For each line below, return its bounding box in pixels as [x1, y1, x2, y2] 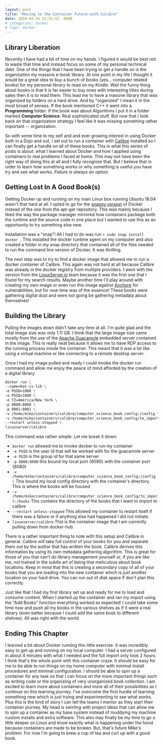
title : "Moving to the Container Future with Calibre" [5, 12, 118, 17]
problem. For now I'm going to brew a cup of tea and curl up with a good [5, 730, 150, 736]
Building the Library [5, 312, 66, 320]
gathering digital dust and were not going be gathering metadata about [5, 292, 147, 298]
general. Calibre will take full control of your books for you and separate [5, 539, 149, 545]
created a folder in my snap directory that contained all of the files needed [5, 241, 154, 247]
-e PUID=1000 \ [5, 389, 36, 394]
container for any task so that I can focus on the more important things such [5, 673, 157, 679]
